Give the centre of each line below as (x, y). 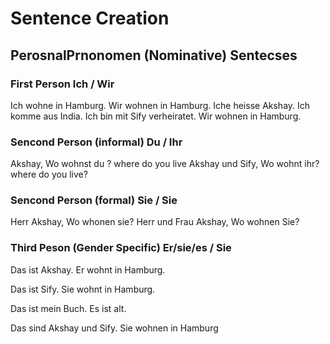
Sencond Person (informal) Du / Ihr (96, 142)
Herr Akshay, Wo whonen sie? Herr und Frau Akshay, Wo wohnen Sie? (155, 222)
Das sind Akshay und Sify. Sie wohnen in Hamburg (114, 328)
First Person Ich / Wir (62, 84)
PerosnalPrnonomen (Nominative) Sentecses (154, 55)
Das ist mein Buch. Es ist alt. (68, 308)
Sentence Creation (90, 18)
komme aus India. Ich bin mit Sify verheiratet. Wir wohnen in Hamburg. (156, 116)
